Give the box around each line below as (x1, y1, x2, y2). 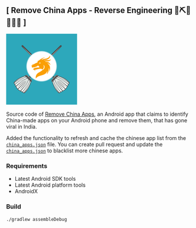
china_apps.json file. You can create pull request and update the (6, 141, 163, 148)
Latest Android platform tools (14, 181, 86, 188)
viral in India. (6, 123, 37, 130)
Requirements (6, 162, 48, 170)
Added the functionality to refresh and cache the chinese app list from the (6, 134, 187, 141)
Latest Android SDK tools (14, 175, 76, 183)
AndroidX (14, 188, 38, 195)
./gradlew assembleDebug (6, 217, 67, 223)
